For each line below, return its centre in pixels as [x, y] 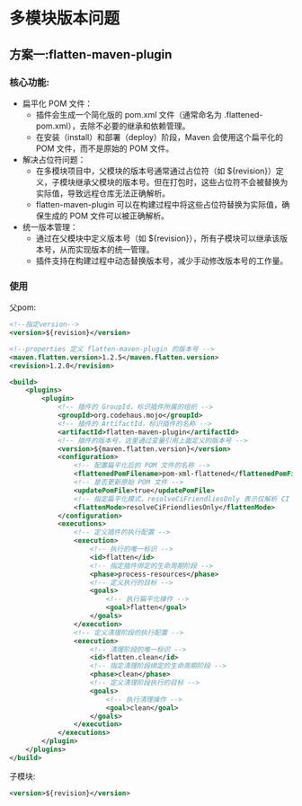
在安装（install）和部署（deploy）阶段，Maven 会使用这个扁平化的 [159, 137]
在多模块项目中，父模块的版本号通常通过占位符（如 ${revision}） [156, 171]
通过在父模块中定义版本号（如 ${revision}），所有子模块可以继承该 [158, 238]
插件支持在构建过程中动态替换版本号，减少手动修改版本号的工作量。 [162, 261]
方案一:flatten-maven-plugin [91, 54]
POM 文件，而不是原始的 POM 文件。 [104, 148]
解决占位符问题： [54, 159]
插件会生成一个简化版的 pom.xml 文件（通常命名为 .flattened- [149, 114]
